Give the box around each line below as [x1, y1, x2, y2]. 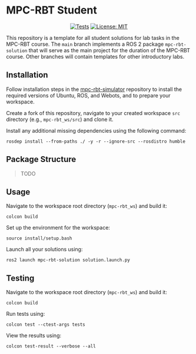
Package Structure [6, 154, 77, 164]
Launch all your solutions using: [6, 246, 83, 253]
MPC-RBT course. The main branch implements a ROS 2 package [6, 41, 164, 48]
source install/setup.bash [6, 235, 72, 241]
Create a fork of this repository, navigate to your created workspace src [6, 109, 181, 116]
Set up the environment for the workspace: [6, 224, 111, 231]
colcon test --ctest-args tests [6, 322, 85, 328]
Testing [6, 273, 35, 283]
